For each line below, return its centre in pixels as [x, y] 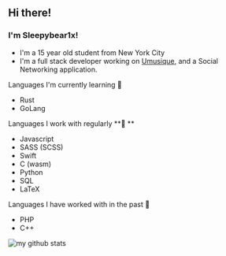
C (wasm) [35, 164]
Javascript [37, 139]
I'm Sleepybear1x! [43, 35]
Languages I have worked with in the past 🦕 [79, 204]
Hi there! [30, 13]
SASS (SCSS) [41, 147]
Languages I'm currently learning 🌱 [65, 84]
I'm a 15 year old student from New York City [92, 52]
